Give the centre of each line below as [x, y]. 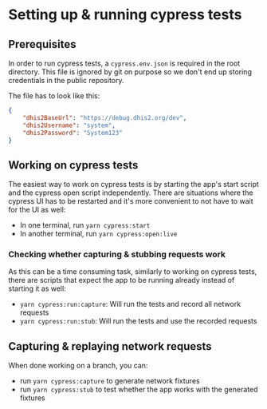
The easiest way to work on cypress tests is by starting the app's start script [133, 185]
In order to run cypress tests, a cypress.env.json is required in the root [124, 63]
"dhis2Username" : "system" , [69, 125]
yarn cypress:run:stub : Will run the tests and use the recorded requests [138, 321]
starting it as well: [37, 288]
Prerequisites [42, 44]
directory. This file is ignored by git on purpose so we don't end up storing [130, 72]
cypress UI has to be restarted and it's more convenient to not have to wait [131, 201]
